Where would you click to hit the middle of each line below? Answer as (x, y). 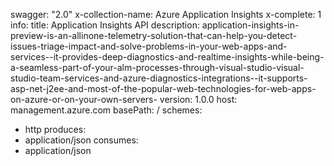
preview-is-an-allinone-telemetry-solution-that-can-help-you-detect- (154, 35)
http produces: (55, 129)
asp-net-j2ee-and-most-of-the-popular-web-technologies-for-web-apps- (163, 88)
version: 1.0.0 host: (198, 99)
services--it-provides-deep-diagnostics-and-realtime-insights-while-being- (167, 57)
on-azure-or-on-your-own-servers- (84, 99)
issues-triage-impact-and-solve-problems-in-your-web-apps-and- (149, 46)
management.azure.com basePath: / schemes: (106, 110)
